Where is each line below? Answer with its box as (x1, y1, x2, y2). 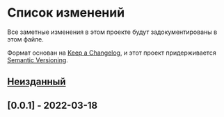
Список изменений (7, 5, 125, 21)
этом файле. (7, 35, 44, 43)
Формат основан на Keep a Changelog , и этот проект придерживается (7, 48, 217, 57)
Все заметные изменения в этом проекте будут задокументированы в (7, 28, 218, 36)
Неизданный (7, 76, 66, 88)
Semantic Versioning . (7, 55, 68, 64)
